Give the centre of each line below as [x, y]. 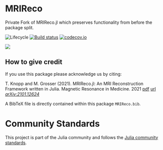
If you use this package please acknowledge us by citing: [63, 74]
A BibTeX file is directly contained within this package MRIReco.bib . [73, 103]
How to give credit [34, 62]
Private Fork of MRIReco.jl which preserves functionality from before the [79, 22]
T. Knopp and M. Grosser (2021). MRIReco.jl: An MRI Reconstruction [74, 83]
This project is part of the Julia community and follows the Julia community [82, 137]
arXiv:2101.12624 [22, 94]
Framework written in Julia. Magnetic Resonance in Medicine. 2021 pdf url [81, 89]
